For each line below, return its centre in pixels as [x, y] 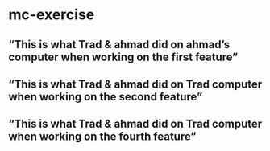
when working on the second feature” [106, 97]
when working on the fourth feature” [102, 137]
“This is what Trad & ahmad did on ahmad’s [119, 45]
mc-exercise [52, 15]
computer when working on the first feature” [123, 57]
